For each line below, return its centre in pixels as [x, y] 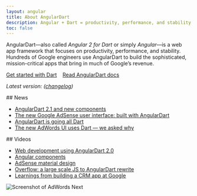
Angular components [40, 157]
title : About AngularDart [38, 17]
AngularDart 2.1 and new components [60, 109]
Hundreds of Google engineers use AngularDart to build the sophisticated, [96, 57]
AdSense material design [45, 163]
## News [17, 98]
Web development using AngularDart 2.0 [64, 151]
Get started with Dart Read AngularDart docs [63, 75]
